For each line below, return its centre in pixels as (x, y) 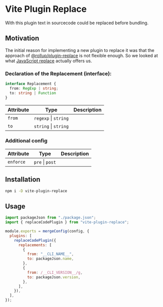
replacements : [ (35, 245)
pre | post (45, 162)
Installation (23, 180)
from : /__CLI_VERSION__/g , (55, 272)
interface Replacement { (31, 84)
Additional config (26, 141)
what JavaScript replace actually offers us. (49, 61)
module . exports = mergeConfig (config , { (47, 231)
